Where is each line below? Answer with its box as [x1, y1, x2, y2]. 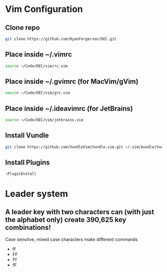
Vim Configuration [5, 3, 83, 15]
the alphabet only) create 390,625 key [5, 216, 127, 224]
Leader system [5, 188, 68, 199]
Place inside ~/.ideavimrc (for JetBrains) [5, 104, 133, 113]
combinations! [5, 223, 51, 232]
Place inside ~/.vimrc [5, 50, 72, 59]
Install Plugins [5, 158, 50, 167]
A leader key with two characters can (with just [5, 208, 154, 216]
